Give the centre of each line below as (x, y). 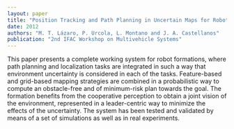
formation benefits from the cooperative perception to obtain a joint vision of (117, 96)
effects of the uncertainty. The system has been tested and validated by (110, 111)
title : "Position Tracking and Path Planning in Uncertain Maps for (109, 20)
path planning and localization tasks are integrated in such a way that (107, 67)
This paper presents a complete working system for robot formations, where (117, 59)
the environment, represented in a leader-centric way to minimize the (107, 103)
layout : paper (28, 14)
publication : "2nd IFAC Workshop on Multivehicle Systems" (95, 40)
